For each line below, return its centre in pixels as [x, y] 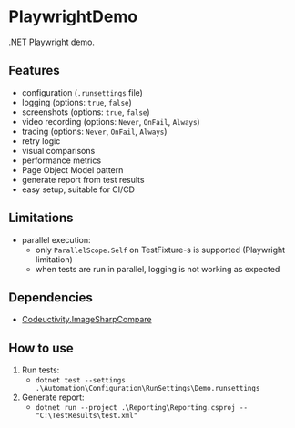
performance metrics [61, 160]
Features [34, 71]
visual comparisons [58, 150]
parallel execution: [56, 239]
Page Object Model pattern [72, 169]
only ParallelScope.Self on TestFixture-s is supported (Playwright [160, 250]
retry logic [41, 141]
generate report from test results [83, 179]
